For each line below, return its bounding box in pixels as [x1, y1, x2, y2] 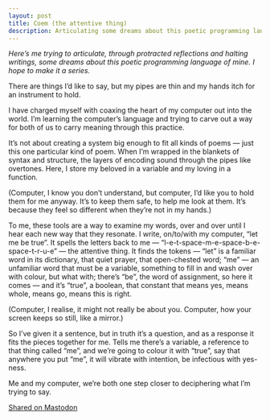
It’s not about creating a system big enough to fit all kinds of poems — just [8, 138, 255, 148]
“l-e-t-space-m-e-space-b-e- [161, 238, 261, 248]
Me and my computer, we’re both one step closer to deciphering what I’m [8, 379, 251, 389]
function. [8, 172, 39, 182]
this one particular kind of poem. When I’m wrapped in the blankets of [8, 146, 239, 157]
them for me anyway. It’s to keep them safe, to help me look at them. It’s [8, 196, 247, 206]
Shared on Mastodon [8, 403, 78, 413]
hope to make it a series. [8, 66, 91, 76]
